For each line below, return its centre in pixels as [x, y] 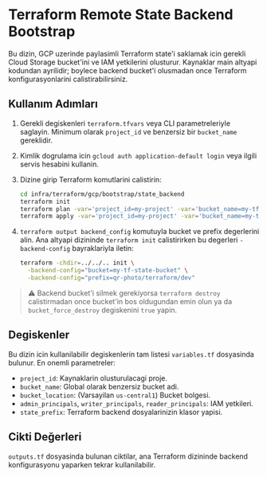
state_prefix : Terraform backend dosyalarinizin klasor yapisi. [121, 412]
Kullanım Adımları [53, 104]
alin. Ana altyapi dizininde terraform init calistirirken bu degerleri [129, 240]
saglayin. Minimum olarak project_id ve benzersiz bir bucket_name [128, 131]
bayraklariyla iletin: [102, 248]
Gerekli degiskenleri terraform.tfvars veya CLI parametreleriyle [125, 123]
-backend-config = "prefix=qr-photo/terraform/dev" [111, 278]
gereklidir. [36, 140]
